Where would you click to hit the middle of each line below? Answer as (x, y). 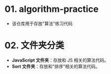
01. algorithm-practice (52, 9)
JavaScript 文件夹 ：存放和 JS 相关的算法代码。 (60, 60)
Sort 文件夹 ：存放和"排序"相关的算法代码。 (56, 66)
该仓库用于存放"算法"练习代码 (42, 23)
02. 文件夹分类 (34, 45)
